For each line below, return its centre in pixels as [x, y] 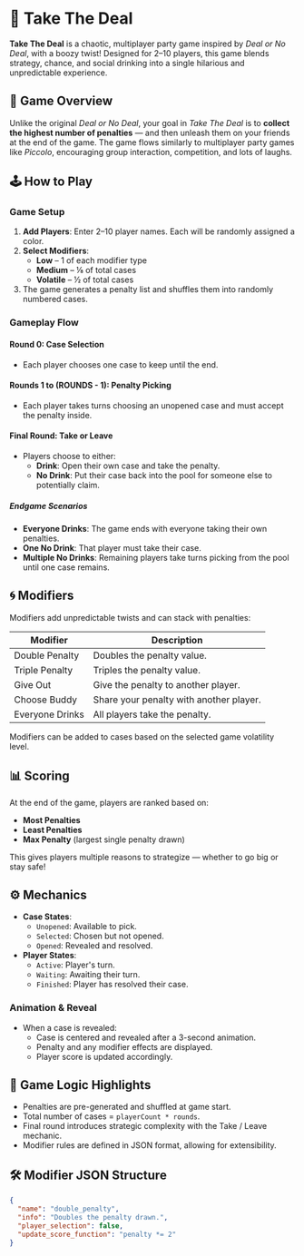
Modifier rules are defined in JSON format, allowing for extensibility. [149, 1145]
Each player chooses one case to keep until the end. [120, 364]
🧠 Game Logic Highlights [80, 1085]
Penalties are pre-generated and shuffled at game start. [127, 1107]
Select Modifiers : [55, 251]
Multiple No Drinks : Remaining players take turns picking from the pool [156, 557]
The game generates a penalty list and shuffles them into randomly [148, 289]
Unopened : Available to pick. [87, 927]
